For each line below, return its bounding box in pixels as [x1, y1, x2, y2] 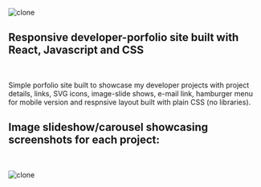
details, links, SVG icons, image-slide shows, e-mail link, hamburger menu [8, 88, 253, 98]
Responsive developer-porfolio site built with [8, 30, 239, 44]
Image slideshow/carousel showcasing [8, 120, 209, 134]
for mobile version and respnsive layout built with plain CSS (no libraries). [8, 97, 251, 107]
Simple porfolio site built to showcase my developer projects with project [8, 80, 250, 90]
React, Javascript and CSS [8, 43, 145, 57]
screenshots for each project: [8, 133, 161, 147]
